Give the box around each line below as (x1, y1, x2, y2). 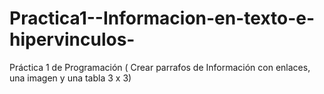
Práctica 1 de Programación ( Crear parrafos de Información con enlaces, (9, 61, 311, 73)
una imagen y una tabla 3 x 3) (9, 72, 132, 84)
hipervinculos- (9, 28, 136, 51)
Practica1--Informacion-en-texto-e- (9, 7, 316, 30)
